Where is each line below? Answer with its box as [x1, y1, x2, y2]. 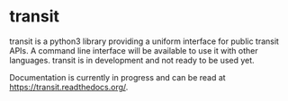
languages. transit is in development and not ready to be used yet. [9, 55, 255, 65]
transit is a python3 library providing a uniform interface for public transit [9, 36, 279, 46]
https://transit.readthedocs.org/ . [9, 81, 129, 92]
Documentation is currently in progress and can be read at [9, 72, 227, 82]
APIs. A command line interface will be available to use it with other [9, 45, 258, 55]
